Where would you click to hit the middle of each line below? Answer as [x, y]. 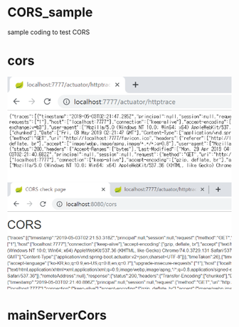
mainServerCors [57, 315]
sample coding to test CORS [49, 32]
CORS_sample [50, 12]
